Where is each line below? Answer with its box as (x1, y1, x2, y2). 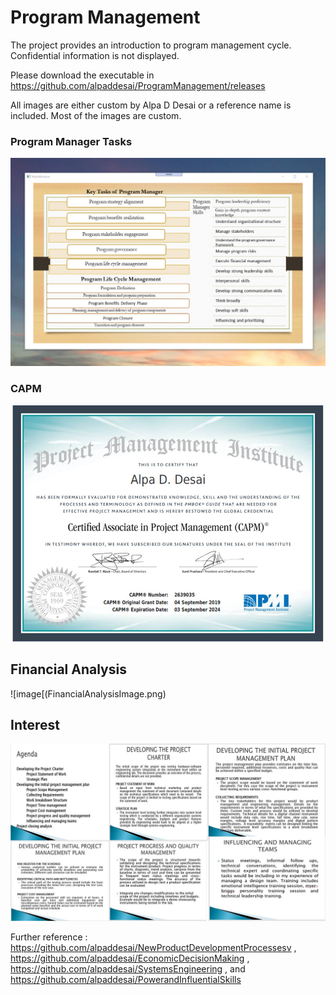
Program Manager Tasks (10, 134, 133, 148)
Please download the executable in (10, 69, 155, 81)
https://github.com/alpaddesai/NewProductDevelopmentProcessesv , (10, 941, 297, 953)
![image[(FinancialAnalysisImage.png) (10, 687, 167, 700)
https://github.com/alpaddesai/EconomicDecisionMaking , (10, 952, 250, 964)
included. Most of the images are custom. (10, 109, 182, 121)
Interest (10, 716, 60, 733)
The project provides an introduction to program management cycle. (10, 39, 292, 51)
